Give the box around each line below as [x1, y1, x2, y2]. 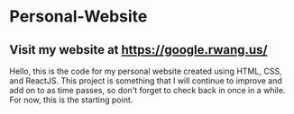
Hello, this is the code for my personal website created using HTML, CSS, [9, 66, 282, 76]
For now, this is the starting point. [9, 94, 133, 105]
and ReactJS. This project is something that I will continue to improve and [9, 75, 282, 86]
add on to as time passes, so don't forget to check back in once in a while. [9, 85, 286, 95]
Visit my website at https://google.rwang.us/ [9, 42, 268, 57]
